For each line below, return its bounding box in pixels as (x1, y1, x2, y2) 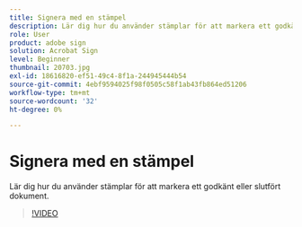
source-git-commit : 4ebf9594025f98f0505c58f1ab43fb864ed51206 (9, 80, 247, 89)
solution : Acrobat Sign (9, 47, 99, 56)
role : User (9, 30, 50, 39)
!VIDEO (31, 208, 58, 219)
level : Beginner (9, 55, 70, 64)
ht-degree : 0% (9, 105, 63, 114)
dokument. (9, 190, 49, 202)
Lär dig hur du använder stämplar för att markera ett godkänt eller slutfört (9, 181, 281, 192)
